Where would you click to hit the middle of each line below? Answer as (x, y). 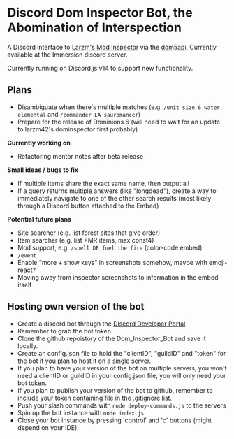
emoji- (218, 262)
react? (27, 270)
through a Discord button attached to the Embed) (88, 206)
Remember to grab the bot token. (65, 331)
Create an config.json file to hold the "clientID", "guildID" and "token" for (122, 353)
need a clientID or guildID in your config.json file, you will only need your (122, 375)
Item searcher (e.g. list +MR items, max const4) (86, 240)
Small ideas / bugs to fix (43, 170)
